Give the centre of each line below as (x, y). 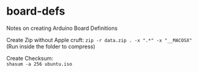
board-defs (36, 11)
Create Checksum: (30, 58)
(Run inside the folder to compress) (51, 46)
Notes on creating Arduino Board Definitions (62, 28)
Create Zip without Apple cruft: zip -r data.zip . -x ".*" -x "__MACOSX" (99, 40)
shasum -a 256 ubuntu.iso (39, 64)
